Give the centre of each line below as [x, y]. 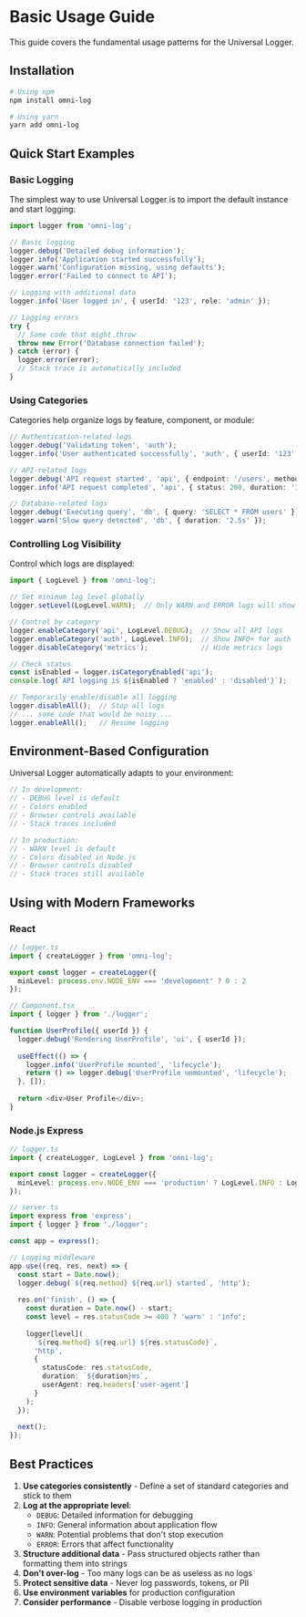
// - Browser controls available [73, 815]
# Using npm [32, 92]
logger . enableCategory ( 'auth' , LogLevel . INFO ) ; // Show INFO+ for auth [150, 639]
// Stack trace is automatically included [99, 368]
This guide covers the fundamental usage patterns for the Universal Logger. [152, 42]
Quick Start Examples [72, 154]
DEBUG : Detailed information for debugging [114, 1515]
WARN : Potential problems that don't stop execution [130, 1535]
